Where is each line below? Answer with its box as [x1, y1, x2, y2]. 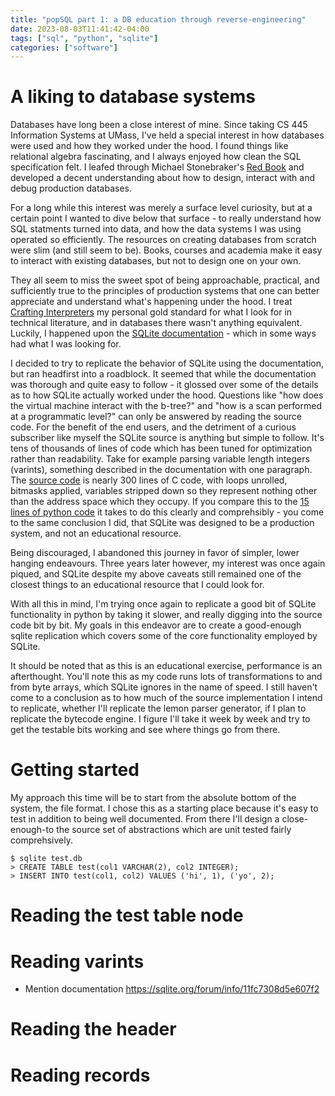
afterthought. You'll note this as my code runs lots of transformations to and [10, 671, 323, 683]
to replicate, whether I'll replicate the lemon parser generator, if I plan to [10, 702, 307, 715]
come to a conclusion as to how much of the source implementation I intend [10, 692, 323, 704]
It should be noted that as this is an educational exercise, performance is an [10, 660, 323, 672]
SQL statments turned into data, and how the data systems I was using [10, 223, 302, 235]
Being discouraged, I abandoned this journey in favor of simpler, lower [10, 547, 300, 559]
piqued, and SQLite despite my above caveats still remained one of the [10, 568, 302, 580]
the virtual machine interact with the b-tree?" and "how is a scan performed [10, 400, 322, 412]
